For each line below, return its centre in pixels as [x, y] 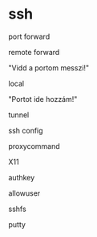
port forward [29, 36]
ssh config [26, 130]
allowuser [24, 193]
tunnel [19, 115]
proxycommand [34, 146]
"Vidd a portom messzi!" [49, 68]
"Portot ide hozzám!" [43, 99]
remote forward [34, 52]
